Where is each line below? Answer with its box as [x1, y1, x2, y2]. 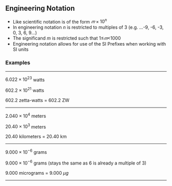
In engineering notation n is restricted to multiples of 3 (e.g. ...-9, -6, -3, [12, 24, 164, 30]
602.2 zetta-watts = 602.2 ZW [5, 97, 70, 104]
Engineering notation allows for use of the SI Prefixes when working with [12, 41, 166, 47]
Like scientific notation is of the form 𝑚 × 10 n [12, 17, 107, 25]
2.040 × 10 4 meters [5, 112, 46, 119]
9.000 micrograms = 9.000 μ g [5, 170, 69, 176]
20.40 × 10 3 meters [5, 122, 46, 130]
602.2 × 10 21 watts [5, 87, 45, 94]
